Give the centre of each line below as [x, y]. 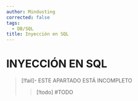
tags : [13, 23]
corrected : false [28, 17]
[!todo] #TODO [55, 92]
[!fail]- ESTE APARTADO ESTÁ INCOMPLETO [77, 81]
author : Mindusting [31, 12]
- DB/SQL [23, 29]
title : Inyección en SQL [38, 34]
